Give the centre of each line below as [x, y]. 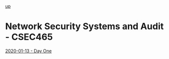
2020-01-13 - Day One [28, 50]
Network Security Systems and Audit [84, 26]
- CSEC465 [29, 37]
